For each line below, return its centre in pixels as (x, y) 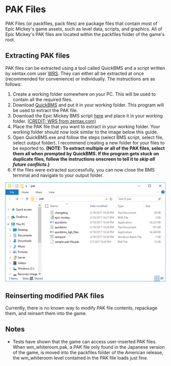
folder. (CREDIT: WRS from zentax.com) (54, 121)
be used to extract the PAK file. (45, 110)
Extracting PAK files (38, 56)
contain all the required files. (42, 99)
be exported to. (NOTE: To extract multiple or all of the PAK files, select (89, 148)
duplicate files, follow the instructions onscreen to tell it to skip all (84, 159)
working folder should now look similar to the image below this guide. (85, 132)
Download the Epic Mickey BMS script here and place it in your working (88, 116)
